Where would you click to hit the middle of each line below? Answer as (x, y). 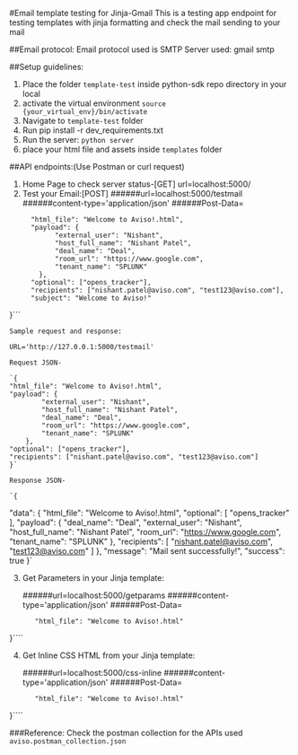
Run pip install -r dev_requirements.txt (93, 130)
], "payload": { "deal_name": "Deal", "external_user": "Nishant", (126, 522)
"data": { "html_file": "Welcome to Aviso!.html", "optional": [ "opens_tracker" (149, 513)
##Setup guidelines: (46, 67)
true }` (21, 561)
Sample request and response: (66, 331)
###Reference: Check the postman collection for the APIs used (126, 733)
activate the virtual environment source (94, 103)
